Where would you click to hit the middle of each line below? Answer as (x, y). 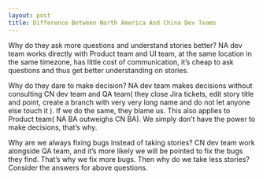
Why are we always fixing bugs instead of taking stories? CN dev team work (131, 142)
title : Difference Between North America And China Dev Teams (112, 23)
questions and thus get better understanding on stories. (98, 70)
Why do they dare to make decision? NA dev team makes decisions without (130, 85)
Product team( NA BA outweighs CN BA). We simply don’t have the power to (132, 119)
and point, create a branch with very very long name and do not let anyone (129, 102)
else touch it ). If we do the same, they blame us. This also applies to (119, 110)
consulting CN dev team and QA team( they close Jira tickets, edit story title (131, 94)
